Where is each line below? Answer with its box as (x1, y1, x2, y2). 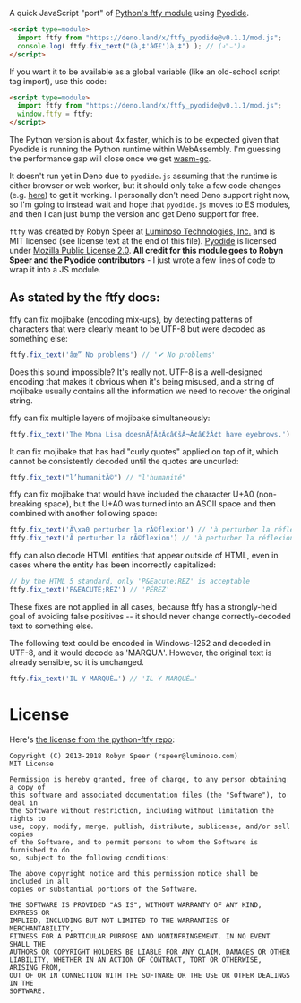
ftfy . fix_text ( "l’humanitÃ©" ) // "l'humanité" (9, 472, 186, 482)
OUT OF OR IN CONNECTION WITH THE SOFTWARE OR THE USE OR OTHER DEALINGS (9, 971, 291, 980)
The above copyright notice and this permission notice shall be (9, 869, 258, 878)
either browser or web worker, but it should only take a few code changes (9, 180, 282, 191)
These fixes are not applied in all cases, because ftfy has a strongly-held (9, 601, 278, 612)
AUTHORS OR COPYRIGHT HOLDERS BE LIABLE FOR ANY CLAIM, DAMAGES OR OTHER (9, 947, 291, 956)
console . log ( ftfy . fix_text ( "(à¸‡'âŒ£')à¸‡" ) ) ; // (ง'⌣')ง (17, 41, 245, 50)
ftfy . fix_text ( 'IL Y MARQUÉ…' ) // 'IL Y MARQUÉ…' (9, 674, 199, 683)
